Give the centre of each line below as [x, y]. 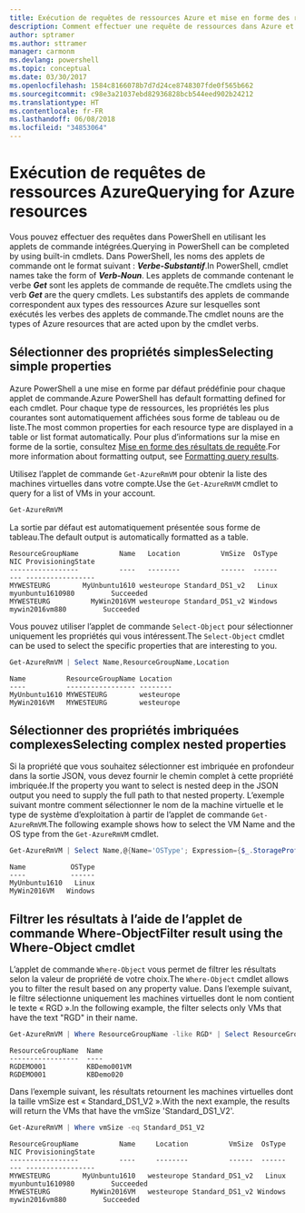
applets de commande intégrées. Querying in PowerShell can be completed [149, 246]
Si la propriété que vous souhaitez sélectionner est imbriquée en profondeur [152, 766]
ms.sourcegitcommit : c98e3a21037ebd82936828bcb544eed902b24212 [132, 94]
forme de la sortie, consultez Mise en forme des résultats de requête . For [145, 446]
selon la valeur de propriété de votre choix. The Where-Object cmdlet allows [149, 979]
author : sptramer [42, 35]
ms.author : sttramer [49, 43]
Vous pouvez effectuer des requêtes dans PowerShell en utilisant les [138, 237]
